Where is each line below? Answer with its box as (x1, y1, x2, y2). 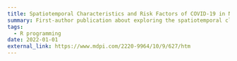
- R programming (13, 29, 61, 37)
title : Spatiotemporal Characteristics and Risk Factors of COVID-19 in (7, 10, 226, 18)
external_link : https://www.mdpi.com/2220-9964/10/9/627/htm (7, 43, 191, 50)
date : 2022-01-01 (7, 36, 59, 43)
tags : (7, 23, 23, 30)
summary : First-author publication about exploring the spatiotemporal (7, 17, 222, 24)
